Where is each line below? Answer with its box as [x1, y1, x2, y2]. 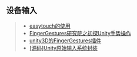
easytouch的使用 [29, 22, 71, 29]
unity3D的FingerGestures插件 [29, 37, 102, 44]
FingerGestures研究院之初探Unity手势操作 [29, 29, 131, 36]
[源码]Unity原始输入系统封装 [29, 44, 98, 51]
